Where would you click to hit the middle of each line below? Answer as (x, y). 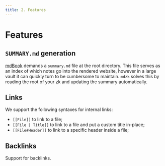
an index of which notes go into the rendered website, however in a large (81, 71)
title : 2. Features (26, 10)
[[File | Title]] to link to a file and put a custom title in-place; (78, 125)
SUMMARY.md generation (40, 53)
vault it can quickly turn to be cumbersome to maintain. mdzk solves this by (82, 76)
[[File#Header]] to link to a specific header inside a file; (71, 130)
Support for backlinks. (28, 158)
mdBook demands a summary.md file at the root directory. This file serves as (83, 66)
